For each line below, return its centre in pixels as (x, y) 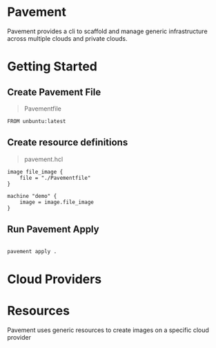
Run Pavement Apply (53, 229)
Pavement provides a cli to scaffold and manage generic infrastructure (108, 31)
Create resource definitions (68, 143)
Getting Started (52, 67)
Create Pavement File (54, 92)
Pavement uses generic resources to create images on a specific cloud (108, 330)
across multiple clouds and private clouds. (67, 38)
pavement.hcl (43, 159)
